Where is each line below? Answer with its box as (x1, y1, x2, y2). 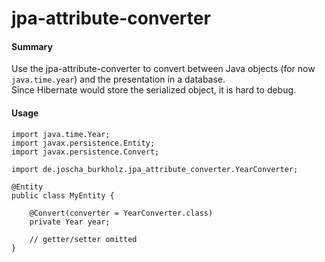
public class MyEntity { (11, 190, 115, 201)
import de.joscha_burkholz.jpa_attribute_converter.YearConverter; (11, 164, 299, 174)
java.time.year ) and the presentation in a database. (11, 73, 226, 86)
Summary (11, 40, 53, 52)
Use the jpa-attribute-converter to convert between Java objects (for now (11, 63, 316, 75)
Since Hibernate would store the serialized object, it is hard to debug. (11, 84, 297, 96)
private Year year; (29, 217, 111, 227)
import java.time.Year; (11, 129, 111, 139)
